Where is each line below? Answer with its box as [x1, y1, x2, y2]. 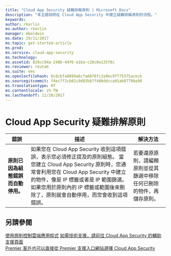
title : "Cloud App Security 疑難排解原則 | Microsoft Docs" [5, 7, 131, 13]
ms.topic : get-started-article [5, 41, 72, 46]
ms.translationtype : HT [5, 83, 56, 88]
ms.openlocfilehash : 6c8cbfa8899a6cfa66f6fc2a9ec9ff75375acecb [5, 74, 142, 79]
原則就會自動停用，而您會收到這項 [46, 191, 128, 198]
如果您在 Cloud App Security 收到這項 [31, 146, 121, 153]
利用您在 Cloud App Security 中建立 [41, 168, 126, 176]
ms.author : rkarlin [5, 26, 47, 32]
